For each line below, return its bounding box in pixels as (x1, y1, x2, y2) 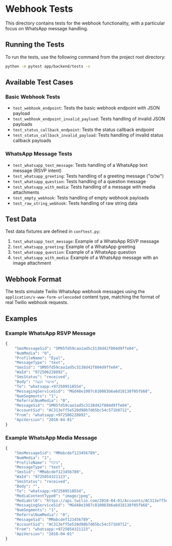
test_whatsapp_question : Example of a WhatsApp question (12, 249, 137, 255)
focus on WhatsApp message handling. (5, 25, 89, 31)
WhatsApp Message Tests (5, 150, 73, 158)
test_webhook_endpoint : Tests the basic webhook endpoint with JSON (12, 105, 160, 111)
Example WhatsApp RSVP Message (5, 330, 96, 337)
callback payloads (12, 138, 51, 144)
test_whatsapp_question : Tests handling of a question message (12, 178, 146, 184)
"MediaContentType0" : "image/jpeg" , (14, 493, 93, 498)
